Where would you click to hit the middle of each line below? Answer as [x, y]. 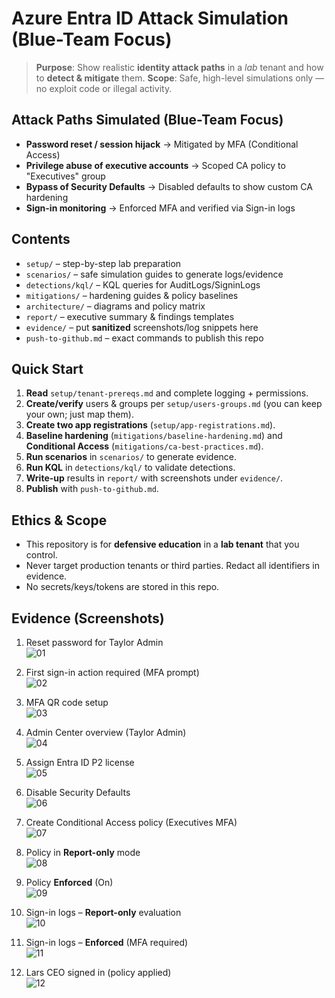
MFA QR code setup [67, 702]
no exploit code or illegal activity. [104, 88]
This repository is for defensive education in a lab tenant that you [162, 544]
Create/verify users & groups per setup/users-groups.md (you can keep [174, 404]
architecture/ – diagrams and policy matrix [115, 306]
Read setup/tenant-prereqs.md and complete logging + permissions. [167, 393]
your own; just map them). [79, 414]
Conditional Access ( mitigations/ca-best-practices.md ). [144, 446]
